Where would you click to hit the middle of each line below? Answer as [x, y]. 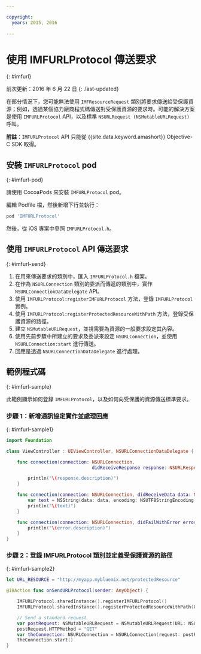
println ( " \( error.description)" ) [69, 528]
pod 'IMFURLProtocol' [33, 216]
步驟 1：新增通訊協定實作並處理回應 [57, 416]
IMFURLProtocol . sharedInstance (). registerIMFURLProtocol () [92, 602]
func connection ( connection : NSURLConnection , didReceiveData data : [104, 495]
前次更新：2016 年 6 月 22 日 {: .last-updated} [63, 89]
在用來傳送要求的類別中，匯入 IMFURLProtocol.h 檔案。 [83, 276]
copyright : [20, 17]
